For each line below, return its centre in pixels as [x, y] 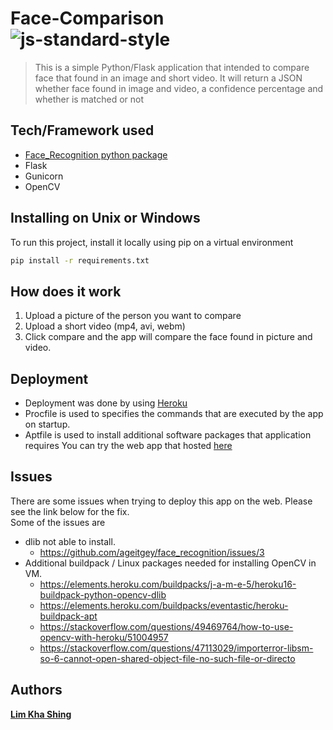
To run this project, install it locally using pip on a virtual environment [152, 242]
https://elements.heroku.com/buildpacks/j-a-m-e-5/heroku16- [168, 584]
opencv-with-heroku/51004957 [104, 637]
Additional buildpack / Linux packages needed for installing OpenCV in [170, 563]
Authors [36, 690]
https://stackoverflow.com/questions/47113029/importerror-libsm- [176, 648]
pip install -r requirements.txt [80, 260]
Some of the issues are [58, 522]
